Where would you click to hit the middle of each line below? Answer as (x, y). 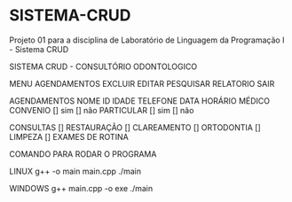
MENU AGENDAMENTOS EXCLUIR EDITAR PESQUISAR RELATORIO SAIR (142, 83)
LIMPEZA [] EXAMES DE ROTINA (69, 136)
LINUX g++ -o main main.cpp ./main (75, 171)
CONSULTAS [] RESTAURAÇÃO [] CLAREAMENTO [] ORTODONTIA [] (135, 127)
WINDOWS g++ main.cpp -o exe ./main (81, 188)
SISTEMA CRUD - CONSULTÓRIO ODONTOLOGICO (103, 66)
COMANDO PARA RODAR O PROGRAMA (83, 154)
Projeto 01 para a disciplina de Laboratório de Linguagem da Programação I (147, 40)
